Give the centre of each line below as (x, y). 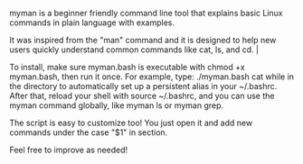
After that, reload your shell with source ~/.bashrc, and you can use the (142, 96)
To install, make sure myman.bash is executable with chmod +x (128, 67)
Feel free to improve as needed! (69, 150)
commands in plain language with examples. (92, 23)
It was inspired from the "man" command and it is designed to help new (143, 40)
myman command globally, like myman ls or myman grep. (117, 105)
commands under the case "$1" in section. (89, 132)
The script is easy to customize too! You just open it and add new (131, 123)
